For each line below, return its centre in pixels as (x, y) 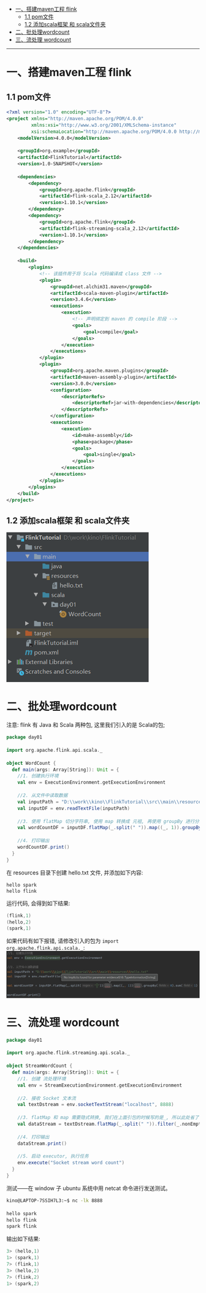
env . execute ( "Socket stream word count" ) (71, 1163)
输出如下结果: (24, 1239)
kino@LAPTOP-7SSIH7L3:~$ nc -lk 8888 (55, 1200)
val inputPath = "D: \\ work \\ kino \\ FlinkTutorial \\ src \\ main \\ (98, 802)
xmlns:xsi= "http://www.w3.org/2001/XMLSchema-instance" (104, 125)
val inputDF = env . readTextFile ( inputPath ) (74, 808)
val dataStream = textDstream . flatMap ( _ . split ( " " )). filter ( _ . (100, 1124)
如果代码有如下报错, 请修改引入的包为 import (63, 941)
